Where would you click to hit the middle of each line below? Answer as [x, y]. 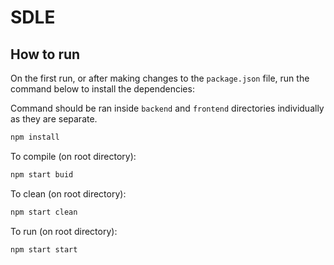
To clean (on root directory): [68, 193]
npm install [35, 137]
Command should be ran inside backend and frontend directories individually [167, 108]
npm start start [44, 249]
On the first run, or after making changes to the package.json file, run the [160, 78]
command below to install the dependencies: [102, 89]
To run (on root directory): [64, 231]
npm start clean [44, 212]
